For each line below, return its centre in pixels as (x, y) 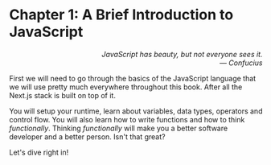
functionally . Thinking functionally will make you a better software (119, 128)
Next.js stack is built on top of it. (62, 95)
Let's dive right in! (39, 152)
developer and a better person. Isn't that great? (87, 136)
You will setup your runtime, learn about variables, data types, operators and (136, 111)
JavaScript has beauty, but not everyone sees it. (182, 54)
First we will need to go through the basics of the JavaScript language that (133, 78)
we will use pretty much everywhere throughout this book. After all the (126, 87)
